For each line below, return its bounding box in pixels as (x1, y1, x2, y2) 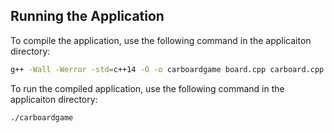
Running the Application (10, 8, 165, 25)
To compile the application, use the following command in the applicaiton (10, 34, 312, 46)
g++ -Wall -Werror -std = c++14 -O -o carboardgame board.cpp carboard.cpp (10, 64, 325, 74)
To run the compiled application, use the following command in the (10, 82, 285, 94)
